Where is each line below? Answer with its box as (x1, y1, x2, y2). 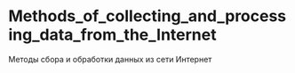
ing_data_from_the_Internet (8, 25, 217, 45)
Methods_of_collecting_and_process (8, 6, 287, 26)
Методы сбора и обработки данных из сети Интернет (8, 54, 212, 64)
